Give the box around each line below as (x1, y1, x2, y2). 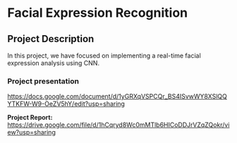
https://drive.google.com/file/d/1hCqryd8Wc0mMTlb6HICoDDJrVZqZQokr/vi (7, 121, 230, 129)
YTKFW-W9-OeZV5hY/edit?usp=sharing (7, 100, 126, 108)
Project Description (7, 33, 95, 45)
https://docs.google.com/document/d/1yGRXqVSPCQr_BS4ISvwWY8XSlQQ (7, 93, 227, 101)
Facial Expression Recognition (7, 5, 188, 21)
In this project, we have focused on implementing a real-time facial (7, 51, 201, 60)
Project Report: (7, 114, 53, 122)
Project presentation (7, 76, 80, 86)
